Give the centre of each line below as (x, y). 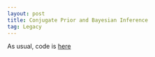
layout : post (26, 14)
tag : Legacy (24, 26)
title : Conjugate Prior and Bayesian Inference (78, 20)
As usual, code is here (39, 47)
